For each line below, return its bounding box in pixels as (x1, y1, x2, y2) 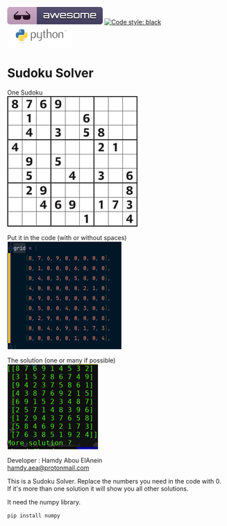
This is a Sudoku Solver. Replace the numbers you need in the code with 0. (7, 477, 221, 485)
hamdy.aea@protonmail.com (7, 463, 90, 472)
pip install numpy (7, 512, 60, 519)
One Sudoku (7, 88, 43, 97)
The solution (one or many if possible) (7, 356, 116, 365)
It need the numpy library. (7, 497, 81, 506)
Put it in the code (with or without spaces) (7, 233, 127, 241)
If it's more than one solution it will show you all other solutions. (7, 484, 189, 493)
